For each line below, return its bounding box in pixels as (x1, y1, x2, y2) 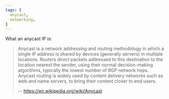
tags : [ (5, 7, 22, 13)
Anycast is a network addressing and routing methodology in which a (17, 45, 164, 52)
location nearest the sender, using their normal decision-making (17, 62, 153, 68)
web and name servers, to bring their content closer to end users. (17, 78, 157, 84)
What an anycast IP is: (5, 36, 52, 42)
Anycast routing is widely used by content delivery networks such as (17, 72, 163, 79)
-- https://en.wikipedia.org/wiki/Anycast (17, 88, 102, 94)
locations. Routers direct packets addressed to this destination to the (17, 57, 163, 63)
